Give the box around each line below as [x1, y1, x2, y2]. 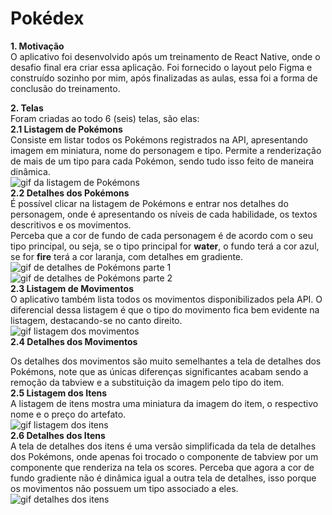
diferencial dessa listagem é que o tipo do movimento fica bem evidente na [10, 303, 320, 316]
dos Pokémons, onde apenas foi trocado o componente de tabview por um [10, 450, 319, 462]
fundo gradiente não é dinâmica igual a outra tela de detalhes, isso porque [10, 472, 317, 484]
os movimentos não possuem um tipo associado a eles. [10, 482, 239, 494]
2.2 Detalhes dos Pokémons [10, 187, 130, 199]
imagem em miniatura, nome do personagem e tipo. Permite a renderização [10, 144, 322, 156]
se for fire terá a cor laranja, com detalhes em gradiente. [10, 250, 244, 262]
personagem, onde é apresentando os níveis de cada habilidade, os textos [10, 208, 318, 220]
